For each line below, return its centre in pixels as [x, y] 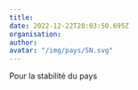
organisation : [36, 34]
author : [24, 42]
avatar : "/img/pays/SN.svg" [61, 51]
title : [21, 17]
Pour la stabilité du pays [53, 76]
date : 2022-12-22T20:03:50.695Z [69, 26]
